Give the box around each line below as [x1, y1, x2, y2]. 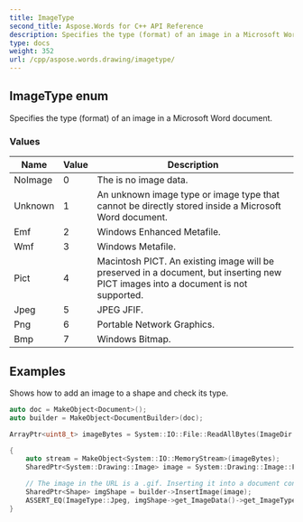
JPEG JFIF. [96, 303, 144, 316]
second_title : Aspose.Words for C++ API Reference [9, 22, 204, 31]
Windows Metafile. [96, 240, 176, 253]
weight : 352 [9, 47, 54, 56]
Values [9, 135, 41, 147]
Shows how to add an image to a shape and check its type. [9, 387, 229, 398]
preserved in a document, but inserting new [96, 266, 282, 279]
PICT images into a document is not [96, 277, 248, 290]
